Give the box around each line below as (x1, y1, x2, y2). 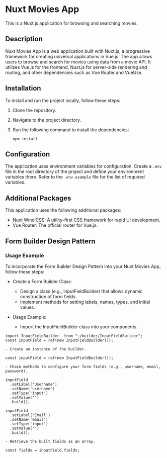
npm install (12, 136, 38, 141)
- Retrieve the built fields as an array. (5, 439, 96, 444)
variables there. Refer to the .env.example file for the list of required (5, 174, 145, 180)
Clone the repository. (12, 107, 56, 113)
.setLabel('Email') (10, 412, 51, 418)
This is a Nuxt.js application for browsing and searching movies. (5, 20, 138, 26)
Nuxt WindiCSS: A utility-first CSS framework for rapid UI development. (12, 217, 160, 223)
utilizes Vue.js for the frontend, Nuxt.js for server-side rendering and (5, 64, 147, 70)
